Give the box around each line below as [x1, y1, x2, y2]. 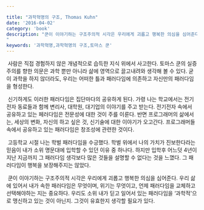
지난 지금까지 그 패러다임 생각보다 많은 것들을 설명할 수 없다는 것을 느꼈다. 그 [6, 154, 188, 161]
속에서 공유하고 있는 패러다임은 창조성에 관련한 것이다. [6, 126, 135, 133]
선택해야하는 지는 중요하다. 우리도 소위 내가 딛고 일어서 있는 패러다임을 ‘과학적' [6, 189, 192, 197]
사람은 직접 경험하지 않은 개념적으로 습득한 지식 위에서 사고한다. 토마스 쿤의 [7, 60, 186, 67]
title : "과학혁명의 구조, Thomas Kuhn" [6, 14, 98, 20]
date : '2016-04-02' [6, 19, 56, 26]
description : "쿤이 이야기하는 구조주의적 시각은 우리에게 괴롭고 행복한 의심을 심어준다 [6, 31, 199, 37]
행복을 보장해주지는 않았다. [27, 161, 91, 169]
